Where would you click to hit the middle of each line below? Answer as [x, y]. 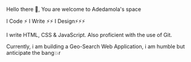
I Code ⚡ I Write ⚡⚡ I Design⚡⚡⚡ [46, 21]
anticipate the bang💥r [34, 53]
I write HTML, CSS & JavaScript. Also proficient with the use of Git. [89, 35]
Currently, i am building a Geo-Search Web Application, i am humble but [95, 46]
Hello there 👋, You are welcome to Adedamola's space [74, 9]
